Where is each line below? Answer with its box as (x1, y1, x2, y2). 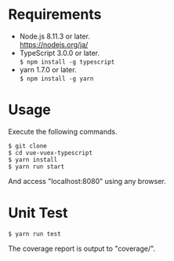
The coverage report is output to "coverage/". (8, 244, 155, 253)
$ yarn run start (8, 163, 65, 171)
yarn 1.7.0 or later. (19, 64, 77, 74)
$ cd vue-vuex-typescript (8, 149, 92, 156)
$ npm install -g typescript (19, 57, 115, 66)
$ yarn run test (8, 230, 61, 237)
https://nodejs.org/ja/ (19, 39, 89, 49)
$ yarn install (8, 156, 58, 164)
